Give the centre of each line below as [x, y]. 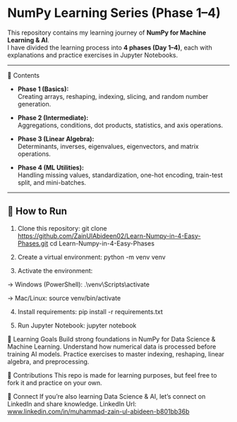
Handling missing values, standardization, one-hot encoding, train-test [120, 175]
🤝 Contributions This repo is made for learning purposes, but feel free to [112, 375]
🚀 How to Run [37, 211]
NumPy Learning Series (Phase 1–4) [114, 13]
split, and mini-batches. [52, 182]
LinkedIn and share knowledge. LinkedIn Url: [72, 404]
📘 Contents [24, 75]
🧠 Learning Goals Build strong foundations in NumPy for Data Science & [111, 339]
